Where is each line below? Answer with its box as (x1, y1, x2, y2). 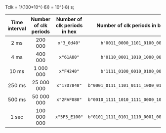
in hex (61, 28, 77, 35)
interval (7, 25, 26, 32)
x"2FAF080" (56, 97, 83, 102)
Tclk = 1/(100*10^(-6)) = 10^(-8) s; (5, 4, 75, 10)
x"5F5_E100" (55, 114, 83, 120)
